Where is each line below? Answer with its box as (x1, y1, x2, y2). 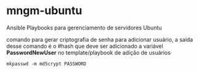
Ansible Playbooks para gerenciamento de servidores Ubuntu (6, 24, 162, 31)
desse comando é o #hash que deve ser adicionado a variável (6, 42, 163, 50)
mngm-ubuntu (6, 4, 82, 18)
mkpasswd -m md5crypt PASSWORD (6, 61, 87, 67)
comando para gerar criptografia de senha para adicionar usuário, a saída (6, 36, 193, 43)
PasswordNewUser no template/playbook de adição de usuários (6, 48, 171, 56)
